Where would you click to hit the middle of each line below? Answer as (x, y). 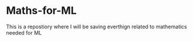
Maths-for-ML (41, 11)
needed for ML (24, 32)
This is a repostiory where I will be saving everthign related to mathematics (97, 27)
